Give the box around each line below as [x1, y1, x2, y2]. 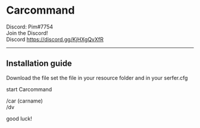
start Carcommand [6, 85, 52, 92]
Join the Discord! [6, 29, 48, 36]
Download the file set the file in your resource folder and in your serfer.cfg [6, 74, 188, 81]
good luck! [6, 115, 33, 122]
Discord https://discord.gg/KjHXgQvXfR [6, 36, 104, 43]
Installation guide [6, 59, 73, 69]
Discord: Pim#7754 [6, 23, 54, 30]
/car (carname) [6, 97, 43, 104]
